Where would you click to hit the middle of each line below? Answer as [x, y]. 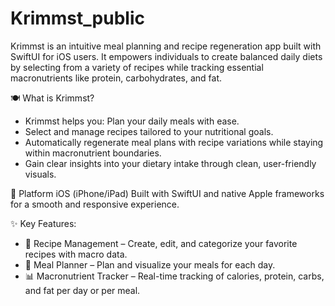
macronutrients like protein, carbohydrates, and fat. [116, 78]
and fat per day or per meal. [82, 290]
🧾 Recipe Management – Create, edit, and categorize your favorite [161, 243]
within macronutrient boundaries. [93, 153]
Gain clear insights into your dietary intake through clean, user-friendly [170, 163]
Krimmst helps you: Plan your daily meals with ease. [132, 121]
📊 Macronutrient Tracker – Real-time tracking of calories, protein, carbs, [174, 276]
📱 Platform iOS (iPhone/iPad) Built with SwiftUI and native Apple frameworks [167, 193]
